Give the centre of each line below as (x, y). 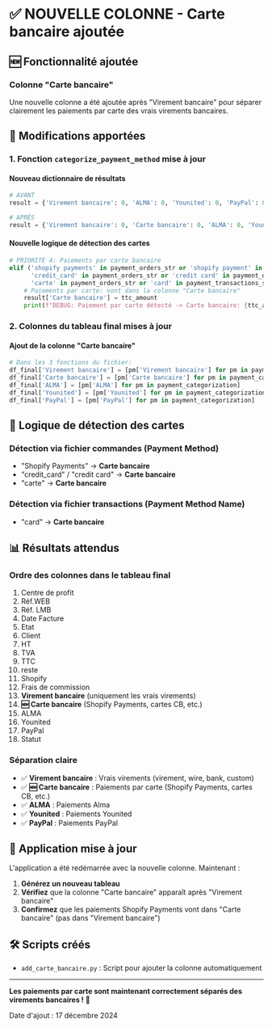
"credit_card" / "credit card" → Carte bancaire (98, 474)
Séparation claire (43, 760)
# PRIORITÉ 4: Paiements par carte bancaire (85, 261)
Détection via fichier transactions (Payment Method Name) (127, 504)
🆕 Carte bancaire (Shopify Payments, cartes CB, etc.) (111, 705)
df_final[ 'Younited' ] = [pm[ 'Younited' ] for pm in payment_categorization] (139, 393)
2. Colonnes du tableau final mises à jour (91, 327)
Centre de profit (48, 593)
